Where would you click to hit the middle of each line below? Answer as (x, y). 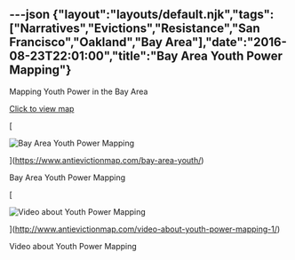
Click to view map (42, 108)
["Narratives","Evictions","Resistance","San (135, 29)
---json (30, 15)
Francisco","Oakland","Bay (86, 42)
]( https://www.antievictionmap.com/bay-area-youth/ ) (107, 160)
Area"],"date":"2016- (226, 42)
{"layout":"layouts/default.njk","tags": (163, 15)
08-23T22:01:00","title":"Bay (94, 56)
